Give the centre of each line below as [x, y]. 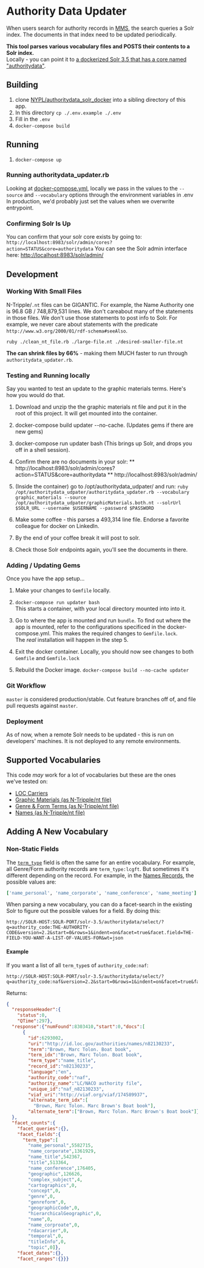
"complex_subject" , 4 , [56, 1180]
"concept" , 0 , [45, 1191]
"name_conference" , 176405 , [62, 1168]
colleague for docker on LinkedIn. [57, 526]
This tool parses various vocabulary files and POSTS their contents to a [98, 46]
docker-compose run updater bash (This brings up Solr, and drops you [104, 443]
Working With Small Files [44, 292]
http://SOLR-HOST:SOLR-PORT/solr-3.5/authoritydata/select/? [85, 922]
